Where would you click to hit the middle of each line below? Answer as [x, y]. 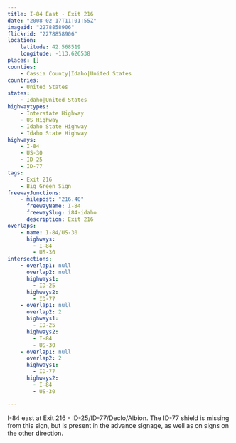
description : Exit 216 [60, 219]
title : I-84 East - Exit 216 [50, 14]
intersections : [30, 259]
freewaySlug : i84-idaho [61, 213]
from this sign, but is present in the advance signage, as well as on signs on [118, 425]
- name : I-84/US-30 [49, 232]
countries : [23, 80]
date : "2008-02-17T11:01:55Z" [52, 21]
